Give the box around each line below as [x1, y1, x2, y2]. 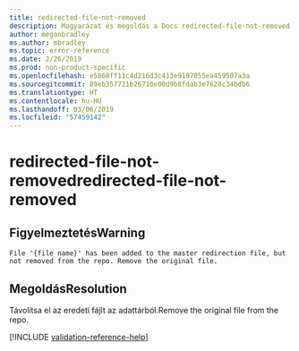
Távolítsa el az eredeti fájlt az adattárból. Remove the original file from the [9, 304, 279, 315]
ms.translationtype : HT [9, 88, 98, 97]
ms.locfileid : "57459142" [9, 113, 106, 122]
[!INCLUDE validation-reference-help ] [9, 331, 149, 342]
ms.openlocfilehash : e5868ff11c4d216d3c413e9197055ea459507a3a [9, 72, 251, 81]
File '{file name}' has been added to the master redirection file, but [9, 249, 286, 258]
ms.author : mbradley [9, 38, 87, 47]
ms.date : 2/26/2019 [9, 55, 82, 64]
